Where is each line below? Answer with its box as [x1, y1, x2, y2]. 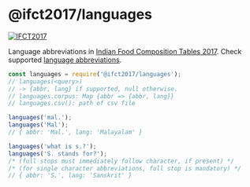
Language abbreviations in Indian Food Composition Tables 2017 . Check [8, 46, 242, 56]
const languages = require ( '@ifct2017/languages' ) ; [8, 70, 181, 78]
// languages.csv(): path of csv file [8, 100, 136, 108]
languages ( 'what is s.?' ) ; [8, 142, 97, 150]
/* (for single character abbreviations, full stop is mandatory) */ [8, 164, 242, 172]
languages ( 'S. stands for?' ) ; [8, 149, 108, 158]
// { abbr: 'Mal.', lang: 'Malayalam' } [8, 128, 144, 137]
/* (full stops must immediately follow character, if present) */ [8, 157, 235, 165]
